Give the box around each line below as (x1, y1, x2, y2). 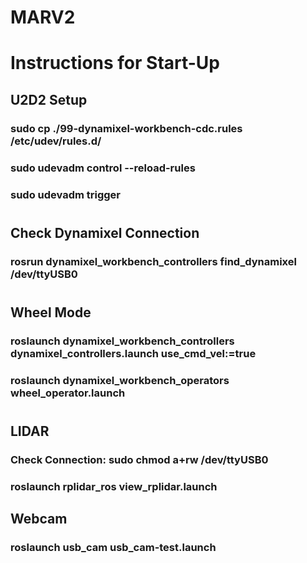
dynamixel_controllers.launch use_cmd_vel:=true (10, 346, 257, 360)
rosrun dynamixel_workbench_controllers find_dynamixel (10, 254, 297, 268)
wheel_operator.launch (10, 386, 126, 400)
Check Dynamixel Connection (10, 224, 200, 241)
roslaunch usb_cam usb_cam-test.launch (10, 541, 217, 555)
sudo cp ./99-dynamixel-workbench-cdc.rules (10, 121, 243, 135)
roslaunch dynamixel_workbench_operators (10, 373, 230, 387)
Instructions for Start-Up (10, 52, 221, 75)
